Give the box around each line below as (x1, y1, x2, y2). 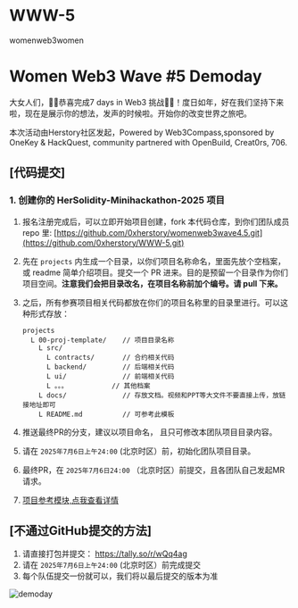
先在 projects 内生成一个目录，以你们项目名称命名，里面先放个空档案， (21, 255, 286, 266)
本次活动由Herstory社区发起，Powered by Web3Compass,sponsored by (9, 127, 275, 137)
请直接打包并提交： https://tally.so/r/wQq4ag (21, 548, 187, 559)
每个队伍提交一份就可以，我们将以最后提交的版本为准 (21, 571, 219, 581)
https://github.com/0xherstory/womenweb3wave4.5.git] (56, 227, 263, 237)
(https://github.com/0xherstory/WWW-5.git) (21, 237, 185, 248)
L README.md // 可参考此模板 (38, 410, 175, 419)
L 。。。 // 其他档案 (46, 381, 151, 390)
